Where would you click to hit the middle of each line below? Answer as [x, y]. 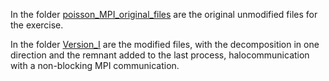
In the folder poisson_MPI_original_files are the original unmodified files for [164, 14]
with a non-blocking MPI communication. [95, 65]
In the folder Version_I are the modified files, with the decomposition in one [165, 44]
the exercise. [37, 25]
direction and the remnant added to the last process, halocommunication [160, 55]
